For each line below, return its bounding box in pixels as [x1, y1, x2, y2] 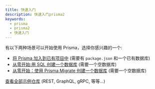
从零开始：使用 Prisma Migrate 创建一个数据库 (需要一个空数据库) [12, 68, 147, 74]
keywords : [5, 16, 26, 21]
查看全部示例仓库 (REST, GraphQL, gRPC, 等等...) [5, 78, 106, 84]
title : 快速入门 [5, 7, 36, 12]
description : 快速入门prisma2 [5, 12, 65, 17]
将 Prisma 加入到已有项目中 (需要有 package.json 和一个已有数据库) [12, 55, 151, 61]
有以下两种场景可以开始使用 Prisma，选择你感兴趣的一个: [5, 45, 123, 50]
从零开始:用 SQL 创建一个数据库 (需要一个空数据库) [12, 62, 117, 67]
